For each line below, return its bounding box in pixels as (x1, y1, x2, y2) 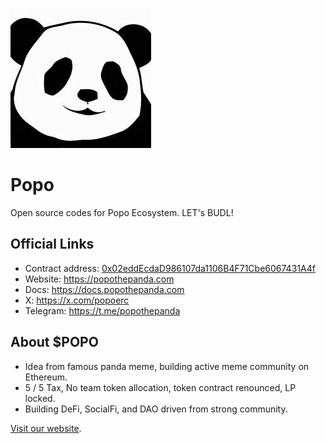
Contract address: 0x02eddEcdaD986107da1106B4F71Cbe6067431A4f (24, 262, 316, 274)
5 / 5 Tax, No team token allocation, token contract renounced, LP (24, 381, 297, 393)
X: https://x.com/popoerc (24, 294, 130, 306)
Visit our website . (10, 422, 82, 434)
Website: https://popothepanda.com (24, 273, 175, 285)
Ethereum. (24, 371, 68, 383)
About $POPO (10, 334, 99, 351)
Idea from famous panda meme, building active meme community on (24, 360, 310, 372)
